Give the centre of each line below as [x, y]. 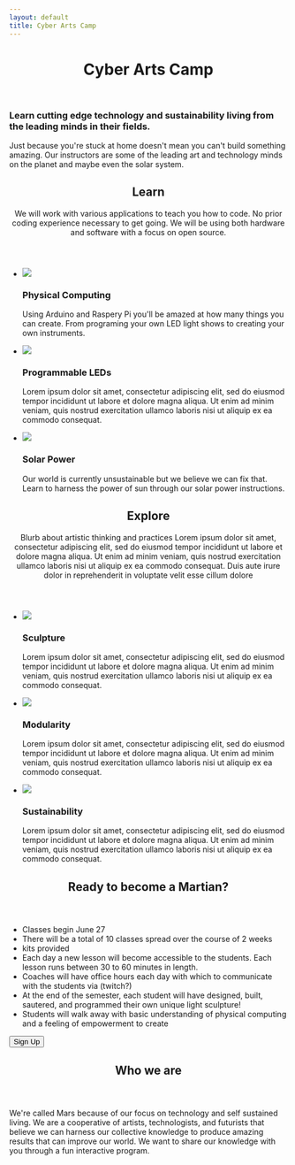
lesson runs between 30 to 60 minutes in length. [110, 967]
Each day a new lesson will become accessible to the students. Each [147, 957]
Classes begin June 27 [64, 929]
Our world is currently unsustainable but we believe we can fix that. [144, 479]
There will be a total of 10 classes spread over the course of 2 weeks [147, 939]
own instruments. [53, 333]
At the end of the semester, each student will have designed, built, [142, 995]
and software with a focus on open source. [148, 232]
